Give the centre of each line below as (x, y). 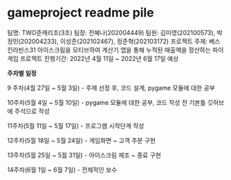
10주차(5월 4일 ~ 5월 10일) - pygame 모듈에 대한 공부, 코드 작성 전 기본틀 (107, 102)
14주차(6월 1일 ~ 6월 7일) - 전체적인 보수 (62, 170)
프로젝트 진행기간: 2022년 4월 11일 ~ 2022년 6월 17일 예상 (99, 58)
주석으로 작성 (32, 111)
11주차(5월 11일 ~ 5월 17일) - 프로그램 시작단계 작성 (76, 126)
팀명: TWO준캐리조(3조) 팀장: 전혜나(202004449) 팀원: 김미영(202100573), (111, 32)
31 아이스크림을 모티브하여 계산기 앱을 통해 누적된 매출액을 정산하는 (120, 50)
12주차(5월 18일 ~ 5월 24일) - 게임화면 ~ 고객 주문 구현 (82, 140)
